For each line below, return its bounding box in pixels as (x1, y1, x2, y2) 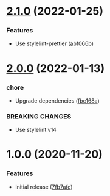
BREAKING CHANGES (6, 112, 72, 120)
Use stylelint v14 (15, 126, 57, 134)
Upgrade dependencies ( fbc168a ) (15, 96, 100, 104)
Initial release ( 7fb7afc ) (15, 183, 73, 191)
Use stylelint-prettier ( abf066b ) (15, 40, 94, 47)
